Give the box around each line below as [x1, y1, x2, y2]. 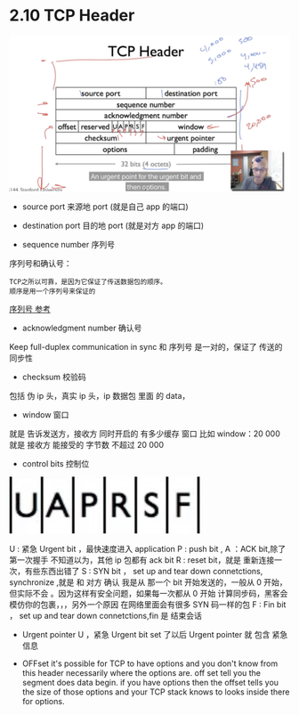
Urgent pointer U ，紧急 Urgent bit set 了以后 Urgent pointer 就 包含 [21, 629, 271, 639]
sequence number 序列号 [21, 239, 116, 249]
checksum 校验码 [21, 371, 86, 382]
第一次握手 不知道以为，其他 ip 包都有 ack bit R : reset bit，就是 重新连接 [9, 554, 275, 565]
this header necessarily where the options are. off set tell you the [21, 667, 261, 678]
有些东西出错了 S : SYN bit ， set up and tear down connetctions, [24, 565, 263, 576]
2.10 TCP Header [9, 5, 135, 26]
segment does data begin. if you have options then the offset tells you [21, 677, 279, 687]
